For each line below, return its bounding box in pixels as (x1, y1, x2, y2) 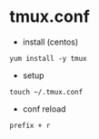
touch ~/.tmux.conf (9, 87, 84, 96)
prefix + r (9, 121, 51, 130)
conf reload (22, 103, 66, 114)
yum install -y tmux (9, 54, 88, 63)
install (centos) (22, 36, 79, 47)
